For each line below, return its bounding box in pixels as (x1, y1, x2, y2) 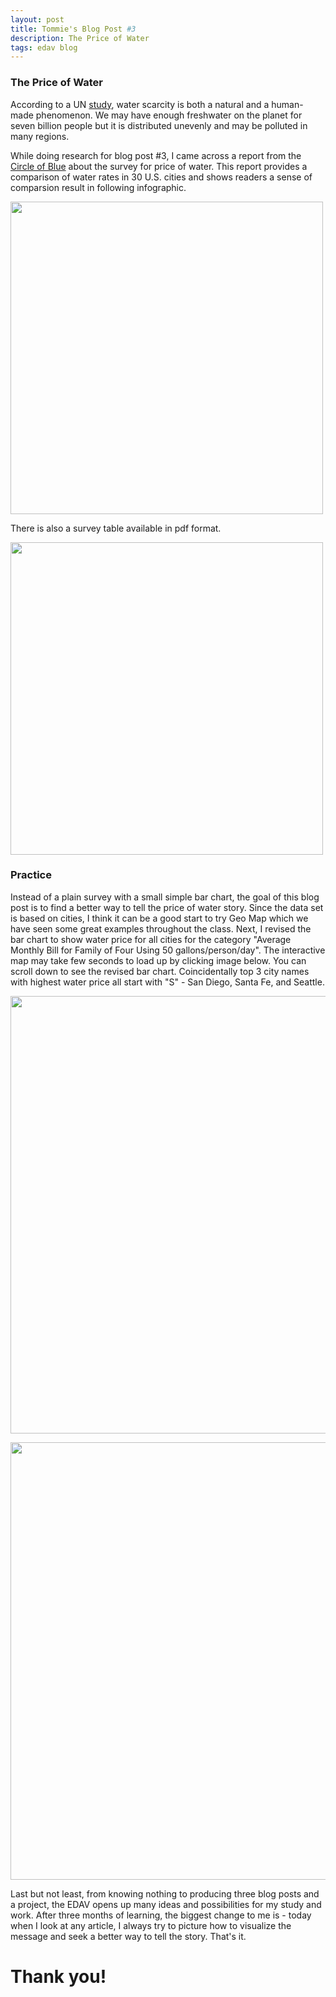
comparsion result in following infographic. (10, 181, 187, 193)
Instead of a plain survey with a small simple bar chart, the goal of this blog (10, 891, 320, 903)
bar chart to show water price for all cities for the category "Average (10, 933, 292, 945)
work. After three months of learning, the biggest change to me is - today (10, 1909, 312, 1921)
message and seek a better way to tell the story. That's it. (10, 1930, 247, 1942)
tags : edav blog (10, 42, 78, 53)
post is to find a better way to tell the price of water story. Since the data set (10, 901, 324, 913)
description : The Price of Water (10, 33, 150, 43)
